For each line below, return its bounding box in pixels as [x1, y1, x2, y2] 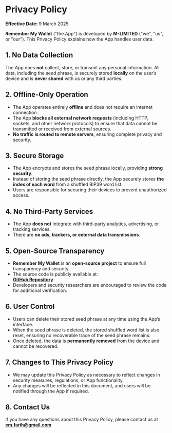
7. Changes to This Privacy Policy [5, 358, 114, 367]
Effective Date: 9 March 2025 [5, 21, 69, 27]
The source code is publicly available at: [12, 271, 99, 277]
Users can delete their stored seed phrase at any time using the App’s [12, 316, 161, 322]
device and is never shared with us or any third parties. [5, 75, 123, 82]
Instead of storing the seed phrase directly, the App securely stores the [12, 176, 164, 182]
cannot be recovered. [12, 343, 59, 349]
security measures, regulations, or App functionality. [12, 377, 124, 383]
